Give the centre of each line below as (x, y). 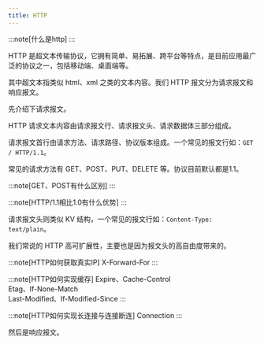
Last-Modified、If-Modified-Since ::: (67, 298)
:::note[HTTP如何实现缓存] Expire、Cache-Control (89, 279)
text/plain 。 (30, 228)
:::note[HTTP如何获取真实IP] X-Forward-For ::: (83, 262)
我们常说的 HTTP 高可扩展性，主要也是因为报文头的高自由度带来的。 (119, 246)
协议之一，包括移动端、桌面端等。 (77, 65)
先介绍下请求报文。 (39, 109)
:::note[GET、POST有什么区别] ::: (62, 185)
